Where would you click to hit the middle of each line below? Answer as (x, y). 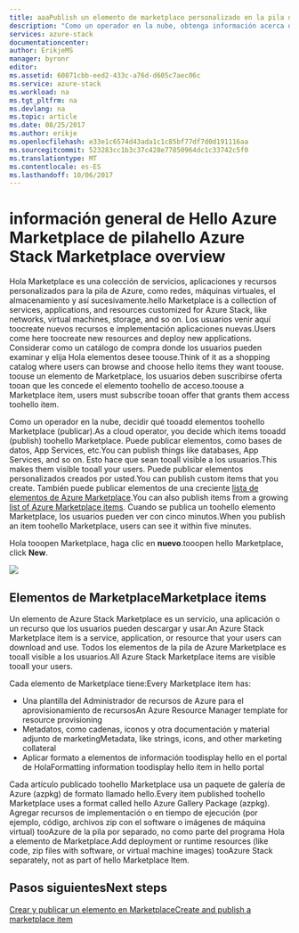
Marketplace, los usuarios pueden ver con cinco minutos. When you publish (148, 517)
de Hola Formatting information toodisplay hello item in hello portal (143, 767)
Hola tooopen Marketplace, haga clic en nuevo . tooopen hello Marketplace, (146, 544)
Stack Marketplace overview (117, 257)
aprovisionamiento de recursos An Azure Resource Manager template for (155, 710)
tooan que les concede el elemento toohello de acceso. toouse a (127, 386)
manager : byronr (39, 59)
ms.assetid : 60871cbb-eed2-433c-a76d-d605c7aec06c (105, 76)
